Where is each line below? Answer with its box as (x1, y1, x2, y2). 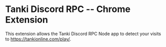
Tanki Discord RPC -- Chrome (5, 3, 131, 15)
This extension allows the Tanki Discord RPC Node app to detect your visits (5, 30, 161, 36)
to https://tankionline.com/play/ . (5, 36, 71, 42)
